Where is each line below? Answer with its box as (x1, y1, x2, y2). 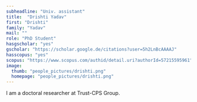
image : (6, 62, 22, 69)
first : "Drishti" (6, 19, 49, 25)
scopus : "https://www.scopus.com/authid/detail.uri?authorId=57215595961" (6, 57, 193, 63)
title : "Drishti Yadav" (6, 14, 67, 20)
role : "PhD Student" (6, 36, 57, 41)
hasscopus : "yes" (6, 52, 49, 58)
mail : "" (6, 30, 28, 36)
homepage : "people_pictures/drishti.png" (11, 73, 114, 79)
